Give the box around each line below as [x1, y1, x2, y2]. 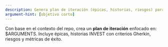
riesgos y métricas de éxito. [5, 36, 62, 42]
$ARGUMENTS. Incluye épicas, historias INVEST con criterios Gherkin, [5, 31, 151, 37]
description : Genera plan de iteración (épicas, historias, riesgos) [5, 7, 153, 12]
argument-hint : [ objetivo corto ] [5, 12, 75, 17]
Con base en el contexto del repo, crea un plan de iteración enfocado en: [5, 25, 157, 31]
